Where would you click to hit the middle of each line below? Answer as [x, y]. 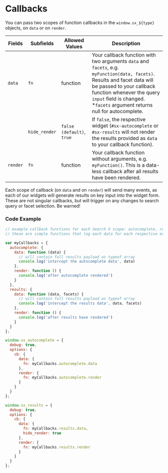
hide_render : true [42, 433]
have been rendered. [116, 177]
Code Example [23, 219]
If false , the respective [119, 119]
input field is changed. [118, 99]
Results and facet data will [122, 80]
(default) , [73, 132]
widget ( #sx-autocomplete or [125, 126]
